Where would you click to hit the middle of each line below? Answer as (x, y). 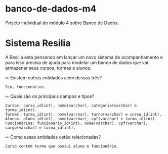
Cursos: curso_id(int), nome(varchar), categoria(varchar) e (71, 106)
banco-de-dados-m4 (51, 9)
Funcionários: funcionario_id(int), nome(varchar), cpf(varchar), (77, 123)
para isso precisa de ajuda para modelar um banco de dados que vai (77, 62)
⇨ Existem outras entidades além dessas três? (54, 78)
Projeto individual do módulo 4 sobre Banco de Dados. (62, 23)
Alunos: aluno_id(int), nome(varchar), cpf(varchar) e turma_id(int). (81, 119)
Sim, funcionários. (26, 87)
